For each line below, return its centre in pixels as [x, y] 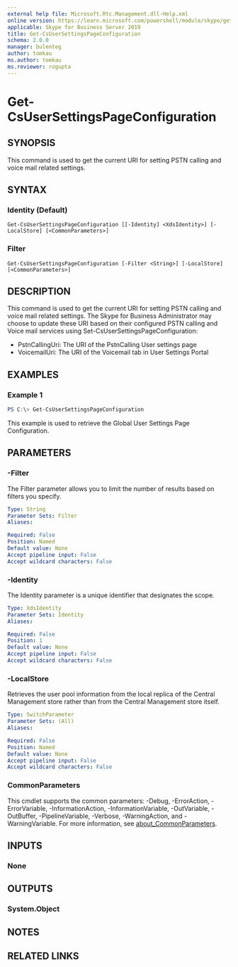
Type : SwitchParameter [41, 715]
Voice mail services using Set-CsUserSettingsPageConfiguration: [103, 331]
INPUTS [25, 845]
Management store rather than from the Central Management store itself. [113, 702]
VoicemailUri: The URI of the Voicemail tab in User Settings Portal [113, 353]
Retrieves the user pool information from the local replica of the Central [111, 694]
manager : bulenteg [34, 47]
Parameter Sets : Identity [45, 614]
